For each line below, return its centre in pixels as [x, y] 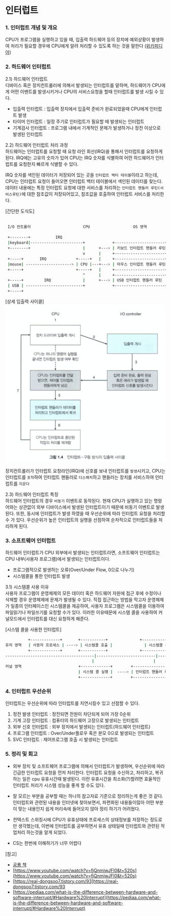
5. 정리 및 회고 [22, 754]
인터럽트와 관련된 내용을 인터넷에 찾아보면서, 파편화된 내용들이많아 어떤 [83, 802]
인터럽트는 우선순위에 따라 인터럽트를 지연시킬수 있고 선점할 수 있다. [73, 703]
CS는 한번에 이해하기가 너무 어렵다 [47, 843]
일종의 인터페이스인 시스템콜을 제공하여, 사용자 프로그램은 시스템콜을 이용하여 [87, 606]
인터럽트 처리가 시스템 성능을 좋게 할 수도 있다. [59, 785]
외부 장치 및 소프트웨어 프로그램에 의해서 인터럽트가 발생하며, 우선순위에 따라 [89, 766]
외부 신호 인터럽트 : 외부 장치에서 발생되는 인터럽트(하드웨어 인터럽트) [81, 727]
